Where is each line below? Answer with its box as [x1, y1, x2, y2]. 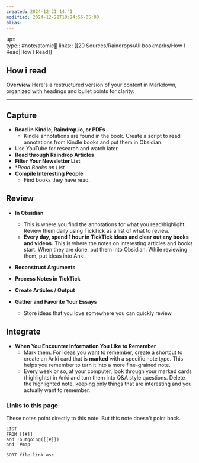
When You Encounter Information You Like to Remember [14, 342, 156, 349]
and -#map [6, 442, 31, 448]
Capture [6, 110, 37, 120]
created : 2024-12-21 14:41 [6, 8, 73, 15]
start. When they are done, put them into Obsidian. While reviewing [23, 246, 188, 253]
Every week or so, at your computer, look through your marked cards [23, 368, 192, 375]
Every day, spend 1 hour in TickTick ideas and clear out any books [23, 233, 190, 240]
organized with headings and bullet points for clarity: [6, 88, 135, 95]
